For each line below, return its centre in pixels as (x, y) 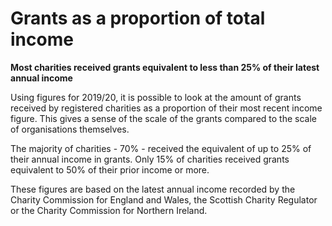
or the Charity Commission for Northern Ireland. (109, 210)
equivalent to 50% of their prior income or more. (110, 169)
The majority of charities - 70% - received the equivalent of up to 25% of (161, 148)
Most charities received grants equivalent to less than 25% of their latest (165, 67)
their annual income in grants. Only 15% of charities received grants (150, 159)
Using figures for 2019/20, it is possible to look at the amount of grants (156, 97)
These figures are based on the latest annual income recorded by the (153, 189)
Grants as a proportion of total (138, 18)
